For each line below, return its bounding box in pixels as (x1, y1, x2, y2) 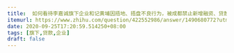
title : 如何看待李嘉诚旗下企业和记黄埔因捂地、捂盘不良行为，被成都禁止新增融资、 (7, 10, 219, 17)
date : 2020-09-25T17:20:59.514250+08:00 (7, 23, 127, 30)
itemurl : (7, 17, 33, 23)
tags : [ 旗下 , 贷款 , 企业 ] (7, 29, 70, 36)
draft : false (7, 36, 45, 43)
